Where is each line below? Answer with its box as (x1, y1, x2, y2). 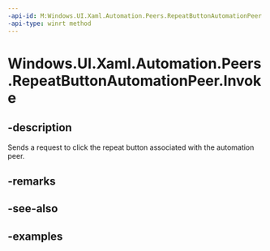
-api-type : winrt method (7, 19, 92, 28)
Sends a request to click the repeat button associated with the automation (7, 143, 255, 152)
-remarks (7, 174, 56, 188)
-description (7, 121, 72, 134)
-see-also (7, 202, 58, 215)
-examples (7, 229, 63, 243)
